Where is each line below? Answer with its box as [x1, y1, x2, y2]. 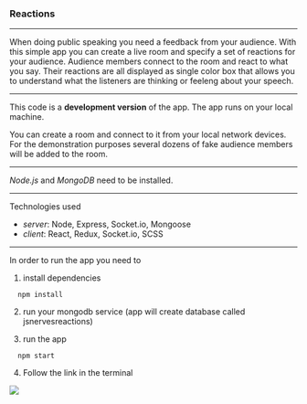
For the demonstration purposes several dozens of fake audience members [9, 139, 293, 150]
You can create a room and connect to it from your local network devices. [9, 129, 287, 140]
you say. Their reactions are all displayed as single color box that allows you [9, 66, 295, 77]
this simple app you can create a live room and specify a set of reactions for [9, 47, 296, 58]
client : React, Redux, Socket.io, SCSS [22, 229, 164, 239]
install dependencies [22, 272, 101, 283]
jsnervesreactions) [22, 316, 93, 327]
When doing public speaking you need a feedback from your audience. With [9, 37, 297, 48]
